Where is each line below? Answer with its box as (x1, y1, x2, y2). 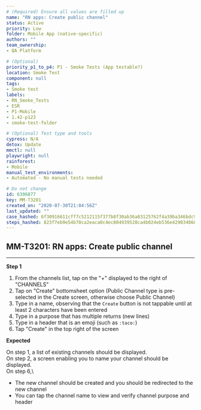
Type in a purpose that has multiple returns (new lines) (14, 312, 150, 320)
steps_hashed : (6, 219, 42, 225)
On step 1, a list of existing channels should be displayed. (6, 348, 147, 356)
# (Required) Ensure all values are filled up (6, 8, 124, 15)
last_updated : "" (6, 208, 50, 214)
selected (14, 294, 37, 301)
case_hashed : (6, 214, 39, 220)
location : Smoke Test (6, 69, 60, 75)
